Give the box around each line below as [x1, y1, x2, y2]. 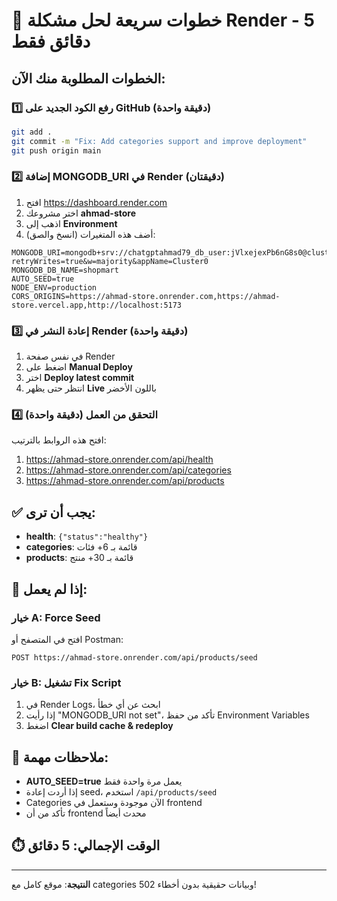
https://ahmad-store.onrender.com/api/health [25, 454, 214, 466]
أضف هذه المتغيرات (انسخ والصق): [25, 228, 156, 240]
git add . [11, 127, 53, 137]
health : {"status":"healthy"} [25, 530, 149, 543]
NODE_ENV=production [11, 282, 98, 293]
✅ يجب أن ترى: [11, 504, 96, 521]
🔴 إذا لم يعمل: [11, 580, 88, 598]
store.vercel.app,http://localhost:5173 [11, 300, 183, 310]
